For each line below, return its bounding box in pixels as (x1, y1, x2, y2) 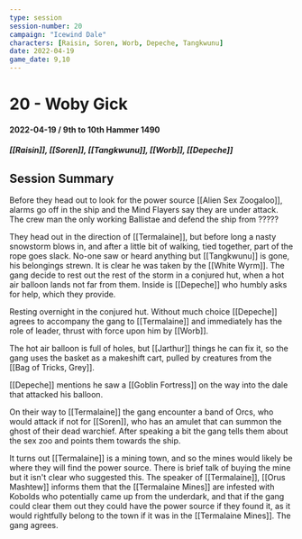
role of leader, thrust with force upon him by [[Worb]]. (9, 325, 209, 336)
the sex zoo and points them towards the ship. (9, 435, 181, 446)
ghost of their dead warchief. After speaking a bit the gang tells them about (9, 425, 288, 437)
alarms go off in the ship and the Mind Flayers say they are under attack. (9, 205, 279, 215)
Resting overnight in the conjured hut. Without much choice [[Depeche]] (9, 306, 278, 317)
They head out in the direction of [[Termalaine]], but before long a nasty (9, 232, 277, 242)
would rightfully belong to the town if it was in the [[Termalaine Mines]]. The (9, 510, 291, 521)
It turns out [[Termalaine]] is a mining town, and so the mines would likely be (9, 452, 293, 464)
